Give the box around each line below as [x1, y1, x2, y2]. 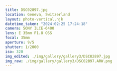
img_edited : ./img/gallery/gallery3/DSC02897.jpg [5, 53, 111, 59]
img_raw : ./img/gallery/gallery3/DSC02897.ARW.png [5, 58, 113, 63]
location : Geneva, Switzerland [5, 12, 70, 17]
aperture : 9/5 [5, 40, 35, 45]
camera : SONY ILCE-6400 [5, 26, 55, 31]
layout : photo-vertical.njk [5, 16, 64, 21]
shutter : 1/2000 [5, 44, 39, 49]
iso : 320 [5, 49, 23, 54]
